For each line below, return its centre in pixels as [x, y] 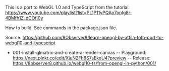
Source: [13, 38]
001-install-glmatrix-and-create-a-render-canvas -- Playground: [79, 53]
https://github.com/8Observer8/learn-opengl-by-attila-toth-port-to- [93, 38]
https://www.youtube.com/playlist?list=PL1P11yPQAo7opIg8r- [69, 13]
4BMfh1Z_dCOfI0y [24, 18]
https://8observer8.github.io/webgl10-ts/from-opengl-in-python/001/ [84, 63]
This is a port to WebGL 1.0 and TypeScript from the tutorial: [68, 7]
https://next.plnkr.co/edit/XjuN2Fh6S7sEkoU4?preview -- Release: [81, 58]
